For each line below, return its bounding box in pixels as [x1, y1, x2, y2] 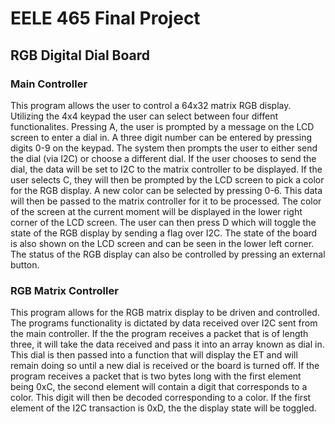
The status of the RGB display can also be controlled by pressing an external [10, 248, 326, 260]
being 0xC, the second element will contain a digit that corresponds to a [10, 381, 308, 393]
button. [10, 258, 40, 271]
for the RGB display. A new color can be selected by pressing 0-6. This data [10, 184, 323, 196]
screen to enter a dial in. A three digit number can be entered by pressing [10, 131, 313, 143]
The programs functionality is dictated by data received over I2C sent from [10, 317, 318, 329]
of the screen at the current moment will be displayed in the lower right [10, 205, 303, 217]
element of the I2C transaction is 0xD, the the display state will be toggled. [10, 402, 317, 414]
